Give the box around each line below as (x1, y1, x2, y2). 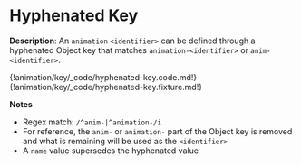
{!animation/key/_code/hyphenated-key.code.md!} (9, 71, 198, 82)
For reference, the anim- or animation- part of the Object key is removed (22, 125, 293, 136)
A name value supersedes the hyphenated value (22, 145, 199, 156)
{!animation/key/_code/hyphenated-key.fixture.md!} (9, 81, 202, 92)
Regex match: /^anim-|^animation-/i (22, 116, 161, 127)
